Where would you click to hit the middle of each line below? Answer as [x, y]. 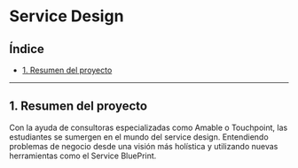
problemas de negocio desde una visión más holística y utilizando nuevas [144, 146]
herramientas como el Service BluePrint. [83, 156]
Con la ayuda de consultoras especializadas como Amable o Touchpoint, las [149, 127]
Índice [27, 49]
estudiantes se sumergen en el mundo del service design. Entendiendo [139, 137]
